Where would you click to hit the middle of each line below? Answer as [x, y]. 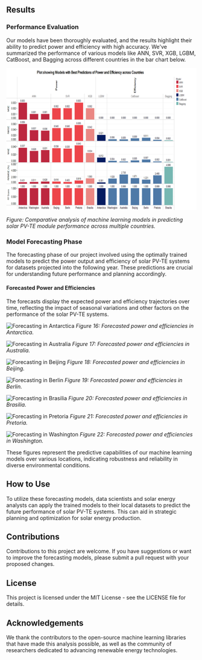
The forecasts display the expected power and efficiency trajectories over [98, 301]
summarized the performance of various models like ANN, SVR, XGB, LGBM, [101, 53]
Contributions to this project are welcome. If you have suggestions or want [99, 552]
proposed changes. [30, 564]
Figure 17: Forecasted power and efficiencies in [131, 344]
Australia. [18, 350]
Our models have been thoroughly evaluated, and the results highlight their [99, 40]
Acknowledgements [45, 623]
